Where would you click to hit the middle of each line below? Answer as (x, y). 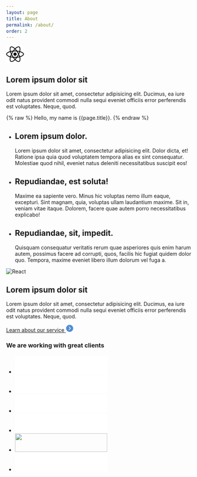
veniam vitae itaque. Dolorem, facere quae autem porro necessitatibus (100, 208)
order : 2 (17, 31)
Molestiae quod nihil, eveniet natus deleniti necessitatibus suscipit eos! (101, 163)
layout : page (22, 12)
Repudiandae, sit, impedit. (64, 233)
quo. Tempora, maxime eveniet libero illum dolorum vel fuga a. (90, 260)
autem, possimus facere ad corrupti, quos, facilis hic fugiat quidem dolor (103, 254)
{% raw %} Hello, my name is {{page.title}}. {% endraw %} (78, 118)
